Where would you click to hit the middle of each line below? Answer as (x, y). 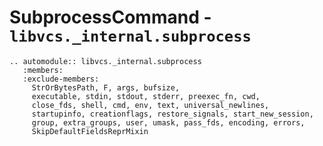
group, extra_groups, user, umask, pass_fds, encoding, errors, (168, 122)
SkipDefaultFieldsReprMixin (90, 131)
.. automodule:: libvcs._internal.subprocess (105, 61)
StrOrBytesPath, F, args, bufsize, (106, 87)
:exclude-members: (61, 79)
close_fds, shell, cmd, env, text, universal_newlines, (150, 105)
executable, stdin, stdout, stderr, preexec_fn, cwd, (146, 96)
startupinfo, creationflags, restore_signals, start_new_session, (172, 114)
